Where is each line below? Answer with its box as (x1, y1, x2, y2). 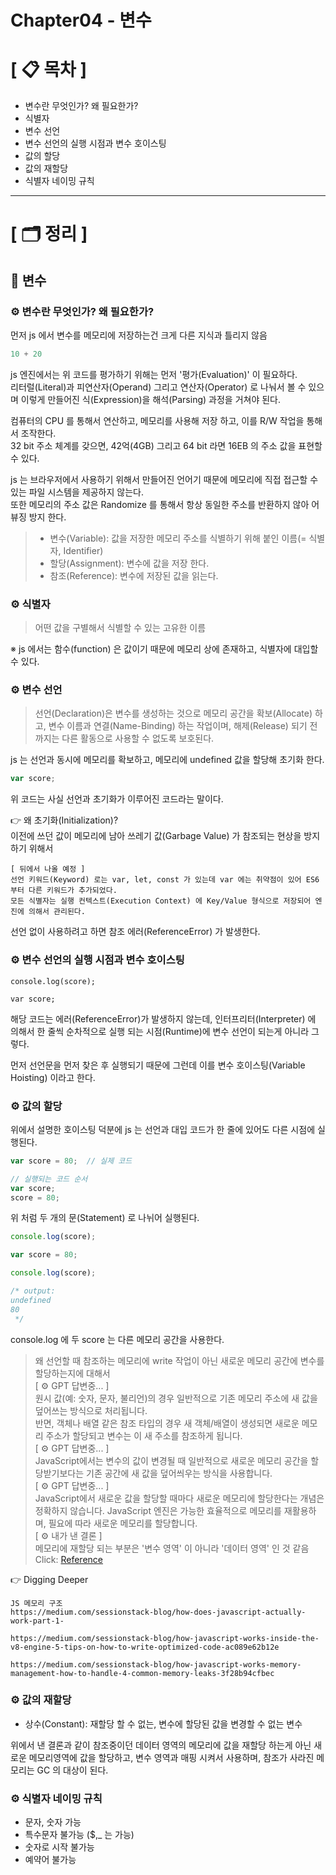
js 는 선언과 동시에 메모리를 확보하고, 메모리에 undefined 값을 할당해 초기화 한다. (10, 754, 325, 766)
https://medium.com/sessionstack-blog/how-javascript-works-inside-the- (10, 1633, 320, 1643)
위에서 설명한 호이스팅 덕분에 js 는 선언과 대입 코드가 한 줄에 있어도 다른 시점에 (10, 1123, 316, 1135)
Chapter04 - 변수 (10, 9, 152, 32)
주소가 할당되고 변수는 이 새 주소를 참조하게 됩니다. (45, 1429, 243, 1441)
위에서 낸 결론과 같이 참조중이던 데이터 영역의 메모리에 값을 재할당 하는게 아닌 (10, 1739, 312, 1751)
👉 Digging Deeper (10, 1573, 89, 1585)
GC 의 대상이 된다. (36, 1764, 109, 1776)
